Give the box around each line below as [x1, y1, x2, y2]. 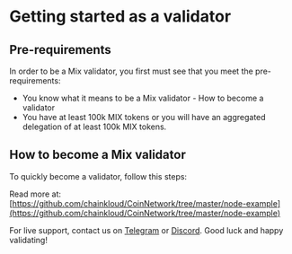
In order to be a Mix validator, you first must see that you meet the [9, 66, 253, 76]
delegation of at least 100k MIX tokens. [22, 121, 167, 132]
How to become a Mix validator [9, 147, 186, 162]
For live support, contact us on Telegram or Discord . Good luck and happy [9, 224, 284, 235]
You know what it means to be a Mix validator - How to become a [22, 92, 264, 103]
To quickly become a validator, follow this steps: [9, 171, 187, 181]
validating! [9, 234, 48, 245]
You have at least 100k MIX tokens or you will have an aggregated [22, 112, 267, 122]
